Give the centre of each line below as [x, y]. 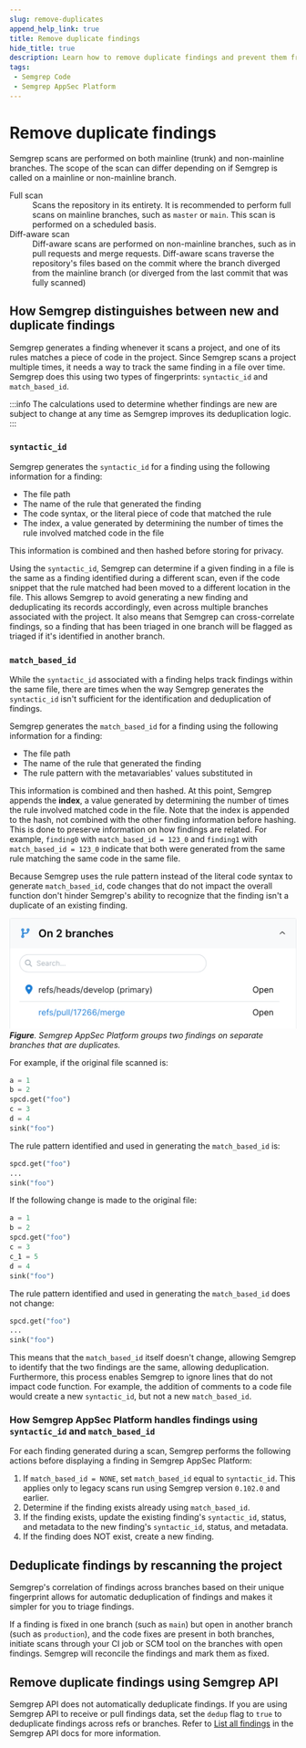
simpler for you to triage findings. [72, 1607]
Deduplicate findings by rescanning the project [146, 1565]
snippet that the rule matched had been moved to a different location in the [150, 588]
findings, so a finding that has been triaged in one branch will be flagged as [151, 626]
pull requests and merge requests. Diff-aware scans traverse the [153, 253]
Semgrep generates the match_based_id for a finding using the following [144, 726]
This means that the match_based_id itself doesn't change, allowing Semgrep [153, 1358]
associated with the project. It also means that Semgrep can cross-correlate [152, 617]
